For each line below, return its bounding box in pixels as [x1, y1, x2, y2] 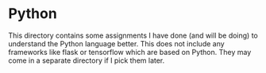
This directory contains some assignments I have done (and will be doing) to [8, 31, 258, 40]
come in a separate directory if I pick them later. [8, 56, 165, 65]
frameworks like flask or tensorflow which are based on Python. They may [8, 47, 252, 57]
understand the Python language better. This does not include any [8, 38, 225, 48]
